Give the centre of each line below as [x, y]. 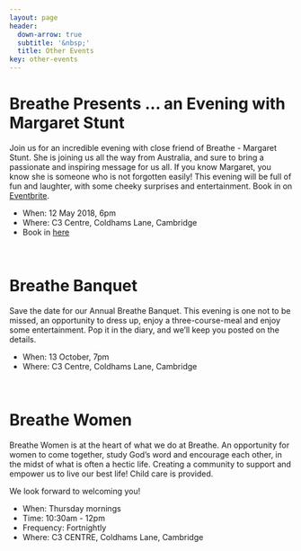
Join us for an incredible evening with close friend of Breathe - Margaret [143, 147]
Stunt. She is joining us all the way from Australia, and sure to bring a [137, 157]
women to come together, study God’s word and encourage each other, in [146, 454]
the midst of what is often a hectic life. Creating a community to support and [150, 464]
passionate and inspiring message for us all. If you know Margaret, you [140, 166]
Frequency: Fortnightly [64, 528]
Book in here [46, 232]
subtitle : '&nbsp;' [54, 43]
